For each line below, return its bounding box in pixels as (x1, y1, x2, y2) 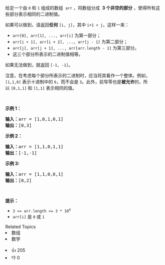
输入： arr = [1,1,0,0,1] (5, 171, 64, 177)
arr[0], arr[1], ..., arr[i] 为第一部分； (12, 33, 101, 38)
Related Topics (5, 224, 36, 229)
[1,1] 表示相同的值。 (33, 85, 77, 91)
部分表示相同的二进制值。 (9, 11, 63, 17)
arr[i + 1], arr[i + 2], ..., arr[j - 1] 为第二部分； (12, 39, 128, 45)
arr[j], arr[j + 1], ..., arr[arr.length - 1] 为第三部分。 (12, 45, 139, 51)
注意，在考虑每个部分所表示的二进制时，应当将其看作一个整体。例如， (5, 73, 150, 78)
